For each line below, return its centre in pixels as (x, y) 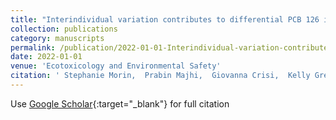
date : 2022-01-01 (46, 57)
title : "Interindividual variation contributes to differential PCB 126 (165, 19)
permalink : (33, 47)
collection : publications (64, 29)
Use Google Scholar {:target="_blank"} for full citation (120, 103)
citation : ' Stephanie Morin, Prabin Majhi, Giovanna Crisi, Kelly (160, 76)
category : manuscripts (57, 38)
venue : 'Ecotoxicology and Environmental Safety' (116, 66)
